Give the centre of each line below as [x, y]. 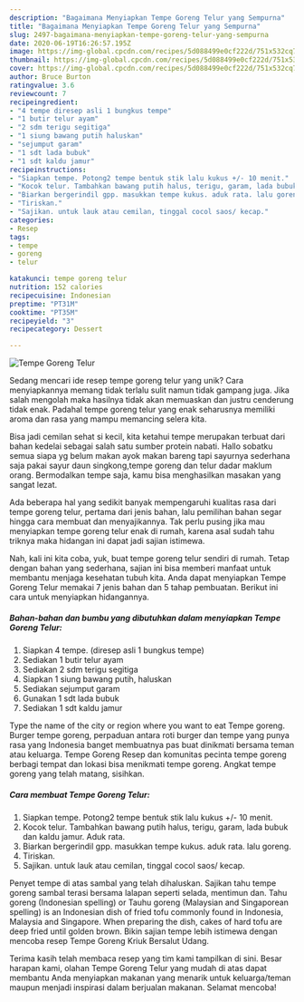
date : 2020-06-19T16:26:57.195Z [70, 43]
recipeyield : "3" [42, 321]
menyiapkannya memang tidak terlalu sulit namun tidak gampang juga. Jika [149, 390]
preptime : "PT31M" [44, 304]
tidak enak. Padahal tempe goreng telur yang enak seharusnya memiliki [142, 410]
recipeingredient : [44, 102]
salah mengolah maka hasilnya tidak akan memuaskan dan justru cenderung [152, 400]
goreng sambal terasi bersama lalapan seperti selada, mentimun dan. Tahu [148, 893]
